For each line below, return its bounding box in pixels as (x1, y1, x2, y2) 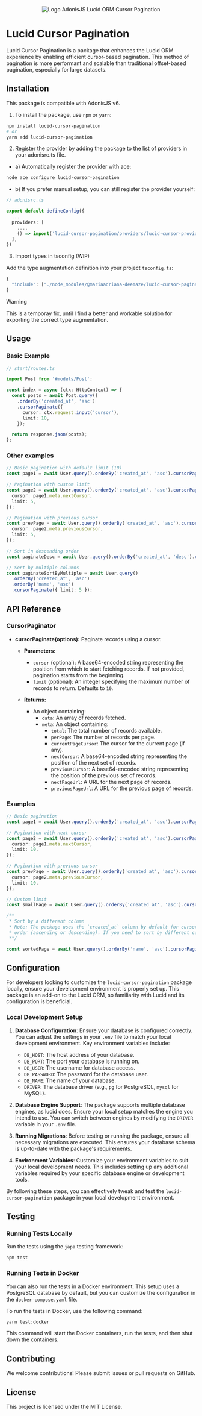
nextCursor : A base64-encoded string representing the (50, 753, 188, 760)
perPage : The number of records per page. (50, 733, 156, 741)
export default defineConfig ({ (6, 208, 85, 215)
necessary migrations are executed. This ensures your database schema (14, 1138, 195, 1145)
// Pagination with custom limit (6, 481, 90, 487)
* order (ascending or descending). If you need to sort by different (8, 929, 189, 936)
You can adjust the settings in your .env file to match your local (14, 1033, 171, 1040)
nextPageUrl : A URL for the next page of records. (50, 778, 172, 785)
